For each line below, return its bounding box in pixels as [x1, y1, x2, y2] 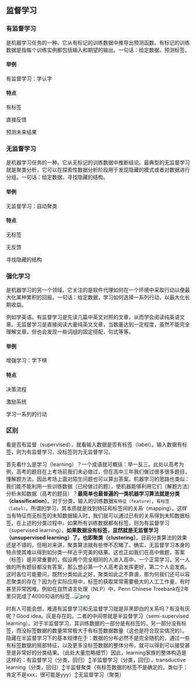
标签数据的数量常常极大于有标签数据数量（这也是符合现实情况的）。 [26, 627, 188, 634]
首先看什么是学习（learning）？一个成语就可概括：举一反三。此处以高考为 [6, 461, 184, 468]
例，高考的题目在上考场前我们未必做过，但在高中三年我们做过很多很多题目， [6, 468, 190, 475]
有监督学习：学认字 [6, 75, 52, 82]
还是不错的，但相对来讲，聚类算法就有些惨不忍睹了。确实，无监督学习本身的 [6, 541, 190, 548]
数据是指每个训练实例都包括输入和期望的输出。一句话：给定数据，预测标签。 [6, 46, 190, 53]
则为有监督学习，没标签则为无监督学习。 [16, 448, 114, 455]
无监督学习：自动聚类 [6, 202, 57, 209]
